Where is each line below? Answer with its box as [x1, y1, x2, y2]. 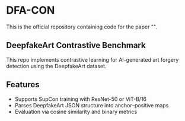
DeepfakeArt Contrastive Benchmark [6, 40, 146, 50]
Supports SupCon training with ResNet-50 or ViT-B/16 [14, 95, 147, 103]
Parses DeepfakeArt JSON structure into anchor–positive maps [14, 101, 169, 109]
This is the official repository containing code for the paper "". [6, 23, 157, 30]
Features [6, 79, 40, 90]
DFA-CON [6, 4, 55, 17]
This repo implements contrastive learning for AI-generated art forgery [6, 56, 179, 63]
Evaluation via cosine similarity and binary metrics [14, 108, 138, 115]
